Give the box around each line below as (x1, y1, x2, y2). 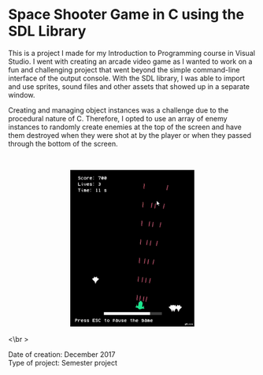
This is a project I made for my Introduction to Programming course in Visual (8, 48, 256, 58)
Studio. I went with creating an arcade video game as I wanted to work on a (8, 57, 253, 66)
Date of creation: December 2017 (8, 349, 116, 359)
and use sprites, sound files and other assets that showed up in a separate (8, 81, 250, 91)
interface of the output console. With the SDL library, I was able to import (8, 73, 246, 83)
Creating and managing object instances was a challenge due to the (8, 105, 229, 115)
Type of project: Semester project (8, 358, 118, 367)
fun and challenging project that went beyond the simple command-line (8, 65, 240, 74)
